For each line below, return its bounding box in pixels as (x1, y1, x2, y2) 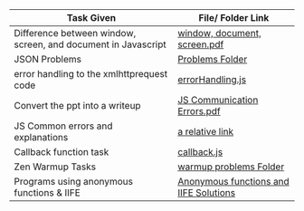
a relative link (177, 126, 234, 138)
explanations (14, 131, 69, 143)
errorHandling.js (177, 73, 247, 85)
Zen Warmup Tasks (14, 160, 97, 173)
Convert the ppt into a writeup (14, 100, 142, 111)
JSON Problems (14, 53, 82, 65)
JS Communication (177, 94, 259, 106)
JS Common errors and (14, 120, 113, 132)
